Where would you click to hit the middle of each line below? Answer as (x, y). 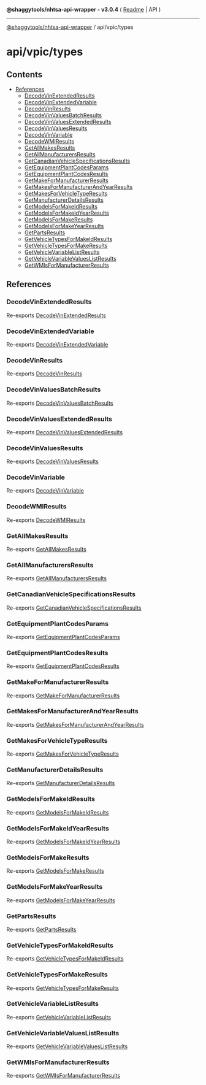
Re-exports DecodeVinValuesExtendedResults (65, 432)
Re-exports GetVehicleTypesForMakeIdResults (65, 959)
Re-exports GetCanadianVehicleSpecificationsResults (74, 608)
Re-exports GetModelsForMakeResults (55, 871)
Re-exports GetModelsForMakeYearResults (61, 900)
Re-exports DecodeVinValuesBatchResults (60, 403)
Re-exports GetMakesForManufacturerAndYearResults (75, 724)
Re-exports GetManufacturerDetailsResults (61, 783)
